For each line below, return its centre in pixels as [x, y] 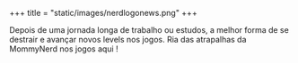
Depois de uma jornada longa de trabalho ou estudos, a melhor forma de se [149, 30]
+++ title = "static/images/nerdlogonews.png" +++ [103, 13]
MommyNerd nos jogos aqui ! [64, 49]
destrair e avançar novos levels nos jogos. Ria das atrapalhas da [128, 39]
